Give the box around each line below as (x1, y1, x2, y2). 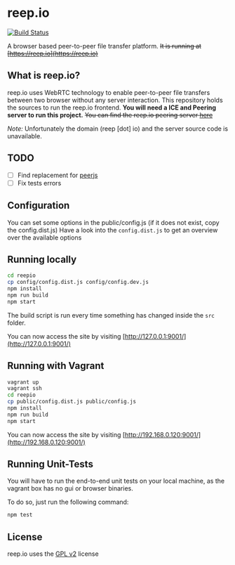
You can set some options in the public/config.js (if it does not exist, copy (7, 218, 220, 226)
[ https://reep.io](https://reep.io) (7, 49, 98, 58)
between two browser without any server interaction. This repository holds (7, 96, 223, 104)
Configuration (7, 200, 70, 212)
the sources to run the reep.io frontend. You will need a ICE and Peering (7, 103, 216, 112)
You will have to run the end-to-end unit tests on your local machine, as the (7, 476, 225, 486)
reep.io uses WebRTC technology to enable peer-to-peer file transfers (7, 88, 210, 96)
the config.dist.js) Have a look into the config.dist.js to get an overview (7, 226, 218, 234)
